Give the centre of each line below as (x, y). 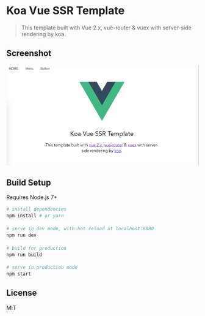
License (22, 293)
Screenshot (29, 54)
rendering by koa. (43, 34)
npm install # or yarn (35, 216)
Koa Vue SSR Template (66, 11)
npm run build (24, 255)
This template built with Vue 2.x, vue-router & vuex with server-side (106, 28)
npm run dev (21, 235)
